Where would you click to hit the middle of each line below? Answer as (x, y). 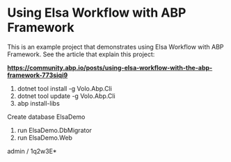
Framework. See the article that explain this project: (81, 54)
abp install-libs (39, 103)
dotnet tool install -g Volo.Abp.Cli (65, 88)
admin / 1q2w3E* (32, 151)
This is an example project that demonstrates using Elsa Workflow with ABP (115, 47)
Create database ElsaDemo (46, 117)
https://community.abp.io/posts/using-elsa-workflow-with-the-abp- (110, 67)
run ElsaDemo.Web (45, 138)
